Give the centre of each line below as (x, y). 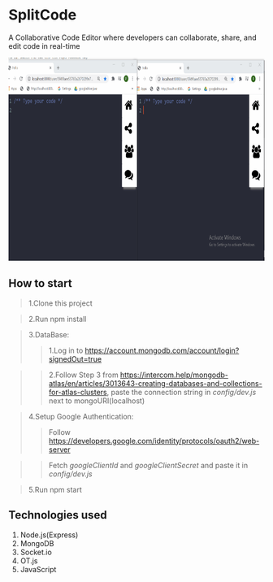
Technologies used (58, 515)
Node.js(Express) (49, 535)
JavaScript (38, 569)
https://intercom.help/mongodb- (175, 375)
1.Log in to (66, 350)
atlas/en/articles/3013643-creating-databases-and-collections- (155, 383)
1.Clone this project (61, 303)
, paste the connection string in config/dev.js (182, 392)
